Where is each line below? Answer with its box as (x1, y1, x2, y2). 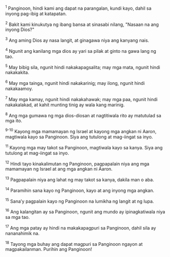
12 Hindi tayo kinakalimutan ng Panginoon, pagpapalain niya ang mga (5, 159, 150, 167)
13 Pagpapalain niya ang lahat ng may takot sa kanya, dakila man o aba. (5, 176, 154, 182)
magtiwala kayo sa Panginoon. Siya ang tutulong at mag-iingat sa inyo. (5, 134, 153, 140)
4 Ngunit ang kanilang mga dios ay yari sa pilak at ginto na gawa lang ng (5, 47, 156, 54)
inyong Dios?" (5, 26, 35, 33)
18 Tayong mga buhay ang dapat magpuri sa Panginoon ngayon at (5, 240, 143, 247)
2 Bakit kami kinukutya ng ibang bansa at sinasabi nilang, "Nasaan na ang (5, 20, 159, 27)
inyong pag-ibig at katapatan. (5, 10, 67, 17)
